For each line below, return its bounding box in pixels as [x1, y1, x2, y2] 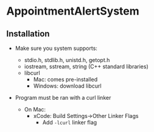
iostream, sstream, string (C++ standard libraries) [24, 63, 149, 70]
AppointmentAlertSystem [6, 4, 140, 18]
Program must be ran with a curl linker [15, 94, 111, 101]
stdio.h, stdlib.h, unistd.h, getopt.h [24, 57, 110, 63]
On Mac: [24, 106, 46, 113]
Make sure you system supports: [15, 44, 97, 52]
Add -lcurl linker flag [42, 119, 97, 126]
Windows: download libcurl [33, 82, 102, 89]
